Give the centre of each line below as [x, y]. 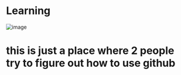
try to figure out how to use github [91, 63]
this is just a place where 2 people [90, 51]
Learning [28, 11]
